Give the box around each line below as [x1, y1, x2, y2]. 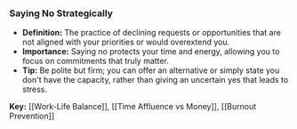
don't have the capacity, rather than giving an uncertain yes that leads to [21, 75, 289, 85]
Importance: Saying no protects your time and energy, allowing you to [21, 46, 280, 57]
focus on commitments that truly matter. [21, 56, 169, 67]
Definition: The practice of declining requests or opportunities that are [21, 28, 282, 38]
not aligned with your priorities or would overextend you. [21, 36, 230, 47]
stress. [21, 84, 47, 95]
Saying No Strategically [9, 7, 114, 20]
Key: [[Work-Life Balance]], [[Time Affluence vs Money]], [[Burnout [9, 101, 257, 112]
